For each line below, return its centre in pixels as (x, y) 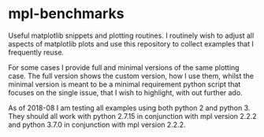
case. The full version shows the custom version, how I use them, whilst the (131, 76)
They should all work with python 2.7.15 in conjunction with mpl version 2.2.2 (132, 116)
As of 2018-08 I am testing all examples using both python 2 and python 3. (129, 108)
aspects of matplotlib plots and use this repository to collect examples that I (131, 43)
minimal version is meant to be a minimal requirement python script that (125, 84)
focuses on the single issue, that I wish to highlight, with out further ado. (125, 92)
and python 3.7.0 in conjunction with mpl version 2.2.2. (97, 124)
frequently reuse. (36, 52)
